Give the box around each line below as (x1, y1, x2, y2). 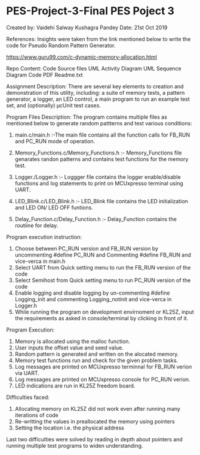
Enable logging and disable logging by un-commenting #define (14, 289, 170, 296)
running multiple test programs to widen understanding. (6, 442, 143, 449)
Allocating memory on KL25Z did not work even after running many (14, 405, 181, 412)
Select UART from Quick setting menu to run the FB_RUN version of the (14, 264, 191, 271)
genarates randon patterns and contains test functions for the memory (14, 155, 189, 162)
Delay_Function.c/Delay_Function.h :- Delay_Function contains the (14, 215, 177, 222)
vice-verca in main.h (14, 258, 66, 265)
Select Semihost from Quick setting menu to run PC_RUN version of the (14, 276, 191, 284)
